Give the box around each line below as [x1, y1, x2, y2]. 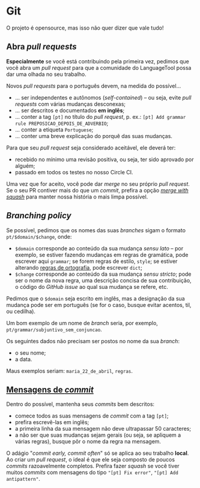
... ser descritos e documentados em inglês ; [14, 107, 125, 114]
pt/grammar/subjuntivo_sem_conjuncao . [6, 326, 102, 333]
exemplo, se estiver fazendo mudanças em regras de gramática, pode [14, 251, 189, 258]
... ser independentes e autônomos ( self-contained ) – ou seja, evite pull [14, 93, 192, 101]
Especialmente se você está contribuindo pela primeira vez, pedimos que [6, 57, 189, 65]
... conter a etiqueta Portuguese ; [14, 125, 94, 133]
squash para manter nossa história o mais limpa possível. [6, 193, 148, 200]
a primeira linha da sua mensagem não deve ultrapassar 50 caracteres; [14, 425, 191, 433]
